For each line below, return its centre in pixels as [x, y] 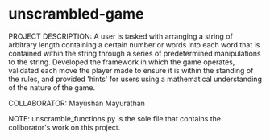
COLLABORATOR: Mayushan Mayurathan [77, 103]
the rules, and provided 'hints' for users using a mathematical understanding [135, 79]
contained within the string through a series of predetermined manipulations [135, 53]
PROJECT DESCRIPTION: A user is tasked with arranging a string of [121, 36]
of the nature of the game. [52, 87]
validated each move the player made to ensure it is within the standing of [131, 70]
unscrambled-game [76, 14]
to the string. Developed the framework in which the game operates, [122, 62]
